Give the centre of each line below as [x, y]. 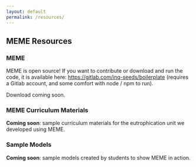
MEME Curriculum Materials [47, 110]
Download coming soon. [36, 95]
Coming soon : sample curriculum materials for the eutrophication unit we [95, 123]
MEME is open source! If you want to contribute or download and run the [94, 71]
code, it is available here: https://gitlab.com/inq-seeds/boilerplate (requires [97, 77]
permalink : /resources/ [35, 17]
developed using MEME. [36, 129]
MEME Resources [39, 41]
